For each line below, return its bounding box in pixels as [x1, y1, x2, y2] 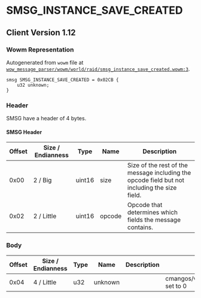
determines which [127, 208, 178, 217]
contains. [127, 223, 154, 232]
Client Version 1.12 [6, 28, 76, 38]
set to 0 [165, 282, 187, 290]
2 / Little [33, 212, 57, 220]
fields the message [127, 216, 181, 224]
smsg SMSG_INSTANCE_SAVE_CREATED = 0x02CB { [6, 77, 119, 83]
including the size [127, 184, 177, 192]
